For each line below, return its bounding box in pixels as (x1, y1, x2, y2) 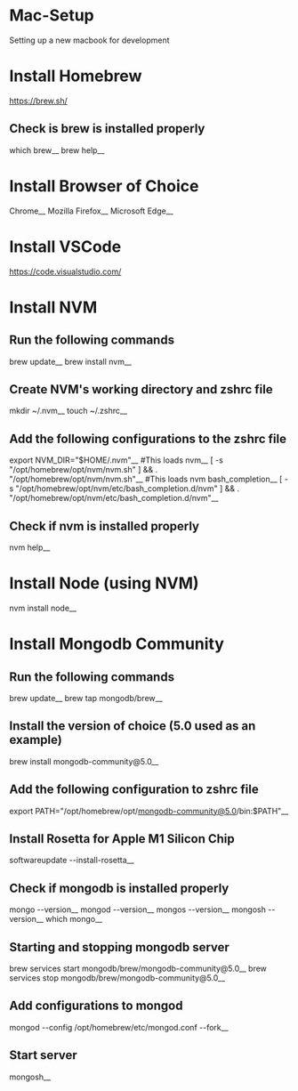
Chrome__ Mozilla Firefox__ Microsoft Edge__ (9, 206, 173, 216)
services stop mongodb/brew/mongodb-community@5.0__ (9, 973, 225, 983)
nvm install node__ (9, 602, 77, 613)
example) (9, 732, 62, 748)
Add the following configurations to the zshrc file (9, 431, 287, 446)
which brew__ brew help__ (9, 144, 105, 156)
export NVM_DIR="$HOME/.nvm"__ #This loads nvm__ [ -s (9, 455, 224, 465)
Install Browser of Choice (9, 175, 199, 196)
